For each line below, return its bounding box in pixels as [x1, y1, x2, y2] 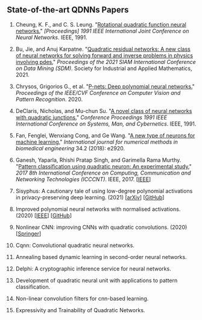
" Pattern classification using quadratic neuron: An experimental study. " [15, 162, 192, 170]
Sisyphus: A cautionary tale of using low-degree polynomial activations [15, 187, 193, 194]
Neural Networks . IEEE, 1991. [15, 33, 87, 41]
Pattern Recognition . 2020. [15, 95, 83, 103]
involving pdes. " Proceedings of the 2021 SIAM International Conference [15, 58, 197, 65]
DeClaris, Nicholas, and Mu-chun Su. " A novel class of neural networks [15, 107, 192, 114]
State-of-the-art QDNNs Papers [7, 5, 129, 15]
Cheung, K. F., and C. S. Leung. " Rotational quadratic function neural [15, 21, 186, 28]
